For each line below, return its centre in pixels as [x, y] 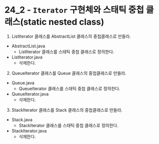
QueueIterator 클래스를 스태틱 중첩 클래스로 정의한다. [70, 88]
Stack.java [22, 119]
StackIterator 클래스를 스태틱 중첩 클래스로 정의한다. [69, 125]
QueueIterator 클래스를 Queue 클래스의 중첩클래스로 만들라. [69, 73]
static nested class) [64, 22]
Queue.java [23, 83]
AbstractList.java [28, 46]
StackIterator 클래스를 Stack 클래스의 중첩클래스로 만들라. [67, 110]
